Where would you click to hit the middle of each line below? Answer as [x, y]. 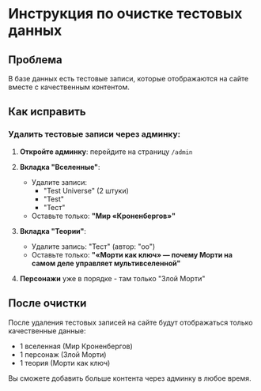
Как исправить [47, 112]
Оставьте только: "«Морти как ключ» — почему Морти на [132, 254]
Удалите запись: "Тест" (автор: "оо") [93, 246]
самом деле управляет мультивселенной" [106, 263]
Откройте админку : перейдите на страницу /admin [106, 152]
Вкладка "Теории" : [53, 231]
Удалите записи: [59, 182]
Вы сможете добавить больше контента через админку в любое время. [130, 378]
